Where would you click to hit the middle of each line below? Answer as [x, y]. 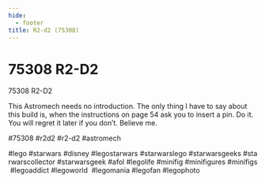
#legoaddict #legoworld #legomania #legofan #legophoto [105, 170]
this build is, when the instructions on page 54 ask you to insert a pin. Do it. [131, 114]
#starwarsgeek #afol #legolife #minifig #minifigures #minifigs [157, 162]
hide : [17, 15]
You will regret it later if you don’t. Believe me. [83, 123]
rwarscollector [32, 162]
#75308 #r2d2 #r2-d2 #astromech [64, 138]
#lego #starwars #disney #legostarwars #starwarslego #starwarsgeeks [125, 154]
